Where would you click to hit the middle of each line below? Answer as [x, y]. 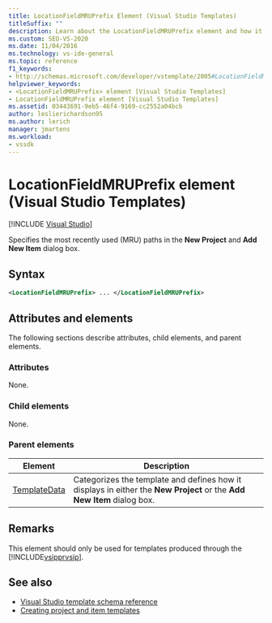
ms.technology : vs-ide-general [61, 54]
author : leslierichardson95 [56, 115]
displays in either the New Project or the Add [159, 490]
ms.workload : [30, 136]
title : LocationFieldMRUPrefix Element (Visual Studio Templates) [123, 16]
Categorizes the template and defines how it [157, 479]
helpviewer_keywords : [45, 84]
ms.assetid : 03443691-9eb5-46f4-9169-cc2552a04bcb [96, 106]
